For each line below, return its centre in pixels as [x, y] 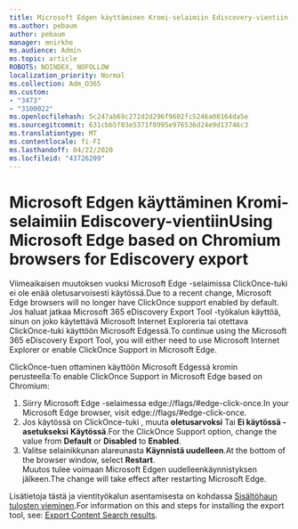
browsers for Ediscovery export [129, 259]
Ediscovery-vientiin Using [177, 221]
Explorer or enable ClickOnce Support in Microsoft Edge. [113, 350]
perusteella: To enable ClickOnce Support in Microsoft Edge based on [136, 377]
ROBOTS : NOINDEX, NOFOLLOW [59, 68]
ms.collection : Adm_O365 [55, 84]
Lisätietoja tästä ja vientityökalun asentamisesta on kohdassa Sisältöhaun [143, 496]
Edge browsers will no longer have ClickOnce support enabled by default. [144, 303]
